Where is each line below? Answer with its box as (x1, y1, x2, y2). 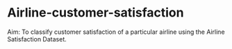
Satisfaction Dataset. (7, 35, 67, 43)
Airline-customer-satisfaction (7, 5, 184, 21)
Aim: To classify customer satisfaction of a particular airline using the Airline (7, 28, 225, 36)
